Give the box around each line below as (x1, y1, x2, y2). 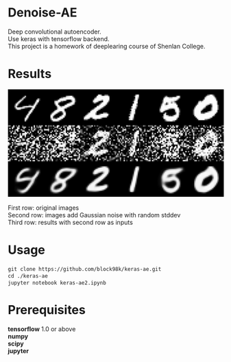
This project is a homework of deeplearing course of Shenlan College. (8, 42, 206, 50)
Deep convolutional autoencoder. (8, 27, 101, 36)
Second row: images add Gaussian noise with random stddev (8, 210, 181, 219)
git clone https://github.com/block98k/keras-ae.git (8, 265, 162, 272)
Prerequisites (8, 302, 86, 318)
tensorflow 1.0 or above (8, 324, 76, 333)
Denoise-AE (8, 5, 77, 21)
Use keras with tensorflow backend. (8, 34, 110, 43)
